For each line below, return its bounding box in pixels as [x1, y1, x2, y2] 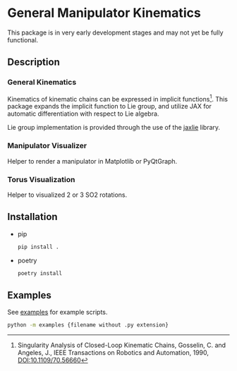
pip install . [17, 243, 59, 250]
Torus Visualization [7, 174, 75, 184]
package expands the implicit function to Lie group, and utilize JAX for [7, 102, 212, 111]
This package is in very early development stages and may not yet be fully [7, 28, 224, 37]
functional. [7, 35, 39, 44]
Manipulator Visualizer [7, 141, 87, 151]
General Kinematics [7, 78, 77, 87]
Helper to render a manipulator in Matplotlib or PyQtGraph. [7, 157, 178, 165]
